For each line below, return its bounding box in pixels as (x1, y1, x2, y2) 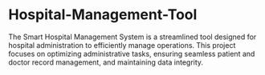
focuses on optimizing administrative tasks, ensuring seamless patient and (8, 49, 255, 58)
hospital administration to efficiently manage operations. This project (8, 40, 236, 49)
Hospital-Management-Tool (8, 6, 198, 24)
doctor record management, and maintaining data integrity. (8, 57, 203, 67)
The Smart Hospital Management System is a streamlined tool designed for (8, 32, 257, 41)
